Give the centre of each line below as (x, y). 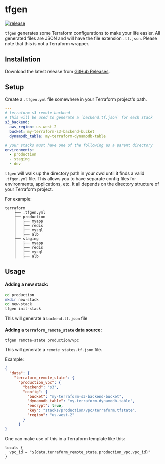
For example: (19, 199)
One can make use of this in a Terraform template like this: (65, 438)
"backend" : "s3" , (41, 387)
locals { (14, 448)
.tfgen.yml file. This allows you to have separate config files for (71, 179)
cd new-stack (19, 304)
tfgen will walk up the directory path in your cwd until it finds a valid (75, 173)
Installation (23, 59)
